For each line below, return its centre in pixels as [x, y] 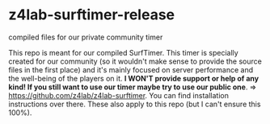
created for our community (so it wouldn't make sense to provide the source [135, 61]
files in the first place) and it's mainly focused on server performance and [131, 69]
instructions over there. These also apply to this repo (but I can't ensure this [135, 104]
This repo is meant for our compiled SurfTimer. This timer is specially [123, 52]
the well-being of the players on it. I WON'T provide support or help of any [134, 78]
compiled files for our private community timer [86, 37]
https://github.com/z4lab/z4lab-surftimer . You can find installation [118, 95]
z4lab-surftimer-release [92, 15]
